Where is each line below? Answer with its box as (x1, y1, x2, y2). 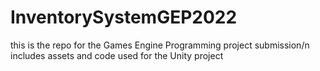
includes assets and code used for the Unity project (10, 49, 224, 61)
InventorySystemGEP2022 (10, 6, 238, 29)
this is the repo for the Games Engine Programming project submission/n (10, 39, 310, 51)
